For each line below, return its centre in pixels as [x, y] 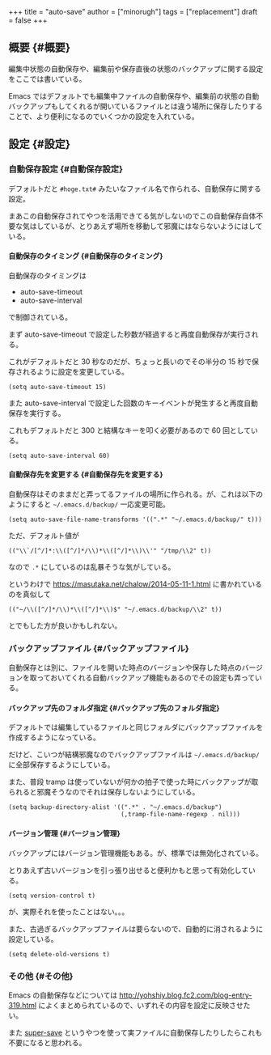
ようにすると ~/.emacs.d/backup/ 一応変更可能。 [89, 504]
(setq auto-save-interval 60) [59, 455]
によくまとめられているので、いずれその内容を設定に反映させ [141, 1005]
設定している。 [33, 938]
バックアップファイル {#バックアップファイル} [99, 648]
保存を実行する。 [37, 413]
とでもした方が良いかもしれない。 [65, 625]
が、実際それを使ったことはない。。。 [69, 911]
